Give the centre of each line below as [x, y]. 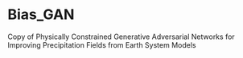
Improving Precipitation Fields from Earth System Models [102, 44]
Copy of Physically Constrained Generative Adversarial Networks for [121, 37]
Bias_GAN [41, 15]
